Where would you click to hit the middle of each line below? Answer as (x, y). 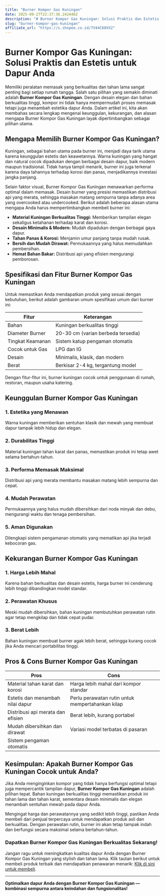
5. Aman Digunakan (29, 527)
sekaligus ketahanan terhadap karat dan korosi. (60, 222)
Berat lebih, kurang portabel (102, 715)
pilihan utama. (19, 124)
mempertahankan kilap (96, 704)
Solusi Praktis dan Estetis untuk (71, 63)
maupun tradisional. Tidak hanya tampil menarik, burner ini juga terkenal (78, 167)
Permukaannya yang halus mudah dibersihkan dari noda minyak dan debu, (81, 509)
